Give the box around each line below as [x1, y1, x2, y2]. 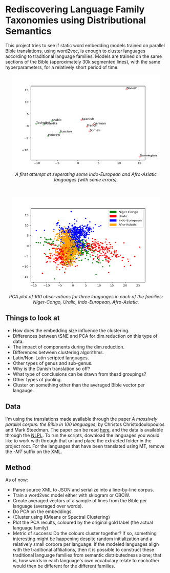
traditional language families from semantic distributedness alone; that [12, 552, 162, 558]
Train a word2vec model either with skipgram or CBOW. [12, 492, 131, 498]
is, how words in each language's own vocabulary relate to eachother [12, 558, 160, 564]
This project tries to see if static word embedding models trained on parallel [5, 42, 165, 48]
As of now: [5, 477, 28, 483]
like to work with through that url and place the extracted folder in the [5, 437, 152, 444]
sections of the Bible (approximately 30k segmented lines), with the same [5, 58, 160, 65]
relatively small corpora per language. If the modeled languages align [12, 541, 159, 547]
